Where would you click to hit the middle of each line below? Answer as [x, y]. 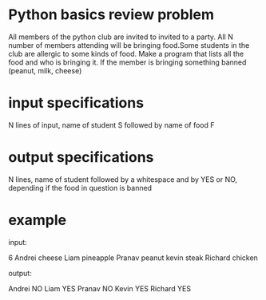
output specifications [81, 158]
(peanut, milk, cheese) [45, 70]
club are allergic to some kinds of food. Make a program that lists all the [126, 53]
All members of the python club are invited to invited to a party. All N [121, 37]
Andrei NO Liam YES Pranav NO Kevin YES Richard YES [100, 288]
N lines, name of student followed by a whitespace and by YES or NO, [123, 179]
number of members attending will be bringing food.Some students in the [129, 45]
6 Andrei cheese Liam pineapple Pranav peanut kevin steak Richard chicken [133, 258]
